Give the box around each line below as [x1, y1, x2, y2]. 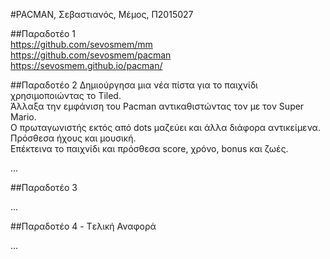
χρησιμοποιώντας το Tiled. [10, 90, 122, 101]
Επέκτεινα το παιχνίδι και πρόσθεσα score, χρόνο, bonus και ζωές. [10, 143, 289, 154]
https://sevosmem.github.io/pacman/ [10, 60, 163, 71]
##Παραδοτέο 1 [10, 28, 76, 39]
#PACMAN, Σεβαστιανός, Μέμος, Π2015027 [10, 9, 194, 20]
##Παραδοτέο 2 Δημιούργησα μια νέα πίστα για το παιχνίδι [10, 79, 258, 91]
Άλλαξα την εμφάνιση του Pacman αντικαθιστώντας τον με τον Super [10, 100, 305, 112]
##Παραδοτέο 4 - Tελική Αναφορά [10, 220, 157, 232]
